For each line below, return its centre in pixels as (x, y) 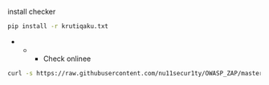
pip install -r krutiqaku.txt (58, 26)
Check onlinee (67, 59)
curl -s (20, 73)
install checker (32, 12)
